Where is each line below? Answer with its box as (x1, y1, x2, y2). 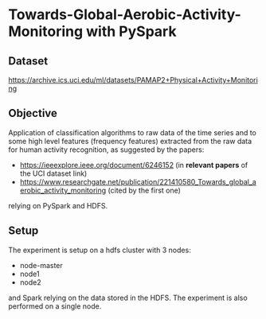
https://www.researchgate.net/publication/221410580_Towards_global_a (19, 177, 256, 186)
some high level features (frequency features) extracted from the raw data (8, 136, 252, 146)
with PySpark (86, 22, 177, 41)
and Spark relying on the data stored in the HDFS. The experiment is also (8, 293, 248, 302)
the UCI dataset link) (19, 169, 88, 178)
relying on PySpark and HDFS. (8, 200, 108, 210)
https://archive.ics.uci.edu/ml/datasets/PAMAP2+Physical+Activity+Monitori (8, 76, 259, 84)
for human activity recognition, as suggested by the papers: (8, 145, 205, 154)
